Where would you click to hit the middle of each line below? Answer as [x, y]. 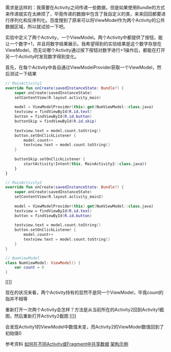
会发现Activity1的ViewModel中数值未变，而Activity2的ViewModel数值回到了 [85, 327]
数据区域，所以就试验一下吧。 [36, 26]
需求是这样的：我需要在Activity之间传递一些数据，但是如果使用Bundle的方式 [85, 7]
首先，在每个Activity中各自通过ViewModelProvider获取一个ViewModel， [81, 67]
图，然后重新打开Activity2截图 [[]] [41, 316]
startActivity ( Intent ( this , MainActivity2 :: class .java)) [85, 164]
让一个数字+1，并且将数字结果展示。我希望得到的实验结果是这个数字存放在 [83, 44]
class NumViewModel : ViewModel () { [43, 263]
